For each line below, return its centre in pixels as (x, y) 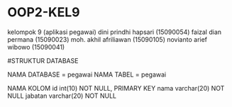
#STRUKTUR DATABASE (43, 60)
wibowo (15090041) (36, 47)
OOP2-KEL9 (44, 12)
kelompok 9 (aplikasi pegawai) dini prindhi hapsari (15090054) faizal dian (115, 32)
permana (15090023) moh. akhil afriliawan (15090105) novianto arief (107, 39)
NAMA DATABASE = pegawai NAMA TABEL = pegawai (87, 74)
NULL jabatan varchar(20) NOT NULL (62, 96)
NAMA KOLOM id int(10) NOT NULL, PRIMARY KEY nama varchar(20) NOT (116, 88)
